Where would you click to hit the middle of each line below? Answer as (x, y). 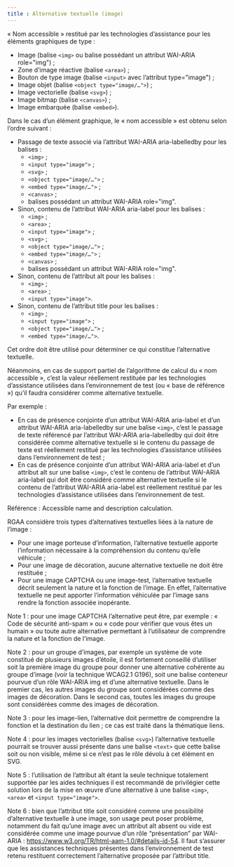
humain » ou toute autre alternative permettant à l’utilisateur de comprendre (117, 631)
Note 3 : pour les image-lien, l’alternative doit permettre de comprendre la (114, 717)
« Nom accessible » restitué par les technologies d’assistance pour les (109, 34)
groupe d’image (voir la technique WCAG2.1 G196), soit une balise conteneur (118, 674)
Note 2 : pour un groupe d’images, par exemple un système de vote (105, 652)
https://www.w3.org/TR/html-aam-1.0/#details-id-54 (103, 840)
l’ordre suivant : (29, 128)
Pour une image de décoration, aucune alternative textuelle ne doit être (120, 565)
